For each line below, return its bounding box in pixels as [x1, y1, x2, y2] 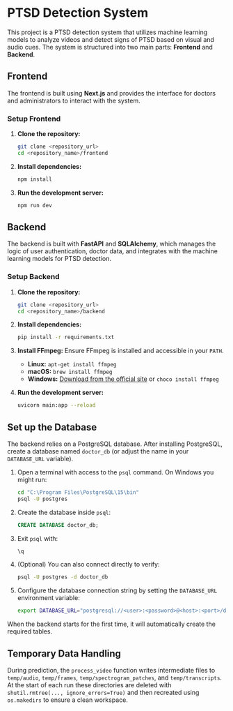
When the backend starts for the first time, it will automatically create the [7, 620, 216, 629]
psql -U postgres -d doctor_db [17, 574, 109, 581]
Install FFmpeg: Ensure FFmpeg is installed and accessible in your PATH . [17, 347, 224, 355]
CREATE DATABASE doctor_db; [17, 521, 99, 528]
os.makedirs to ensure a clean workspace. [7, 696, 129, 704]
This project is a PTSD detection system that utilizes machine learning [7, 28, 207, 36]
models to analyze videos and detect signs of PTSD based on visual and [7, 35, 214, 43]
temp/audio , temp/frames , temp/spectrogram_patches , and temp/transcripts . [7, 673, 223, 682]
